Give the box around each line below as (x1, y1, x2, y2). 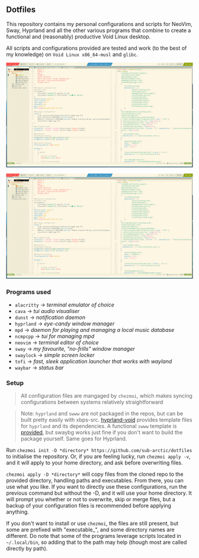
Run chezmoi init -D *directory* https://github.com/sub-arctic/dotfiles (6, 447, 192, 454)
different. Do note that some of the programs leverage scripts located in (6, 533, 182, 540)
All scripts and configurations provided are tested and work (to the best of (6, 44, 187, 51)
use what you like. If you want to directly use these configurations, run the (6, 483, 187, 491)
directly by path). (6, 545, 48, 552)
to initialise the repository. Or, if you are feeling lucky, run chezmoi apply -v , (6, 453, 191, 460)
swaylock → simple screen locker (14, 351, 95, 359)
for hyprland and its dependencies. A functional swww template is (20, 422, 177, 430)
